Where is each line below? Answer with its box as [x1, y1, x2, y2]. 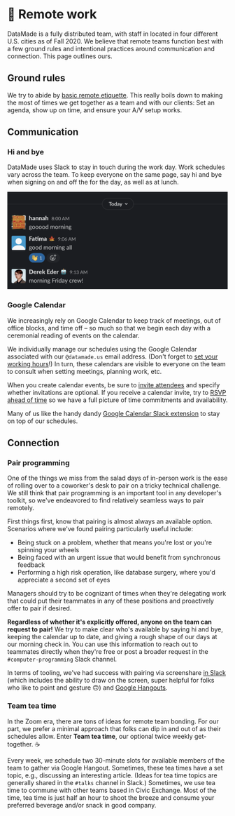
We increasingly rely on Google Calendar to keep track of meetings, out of [7, 316, 222, 325]
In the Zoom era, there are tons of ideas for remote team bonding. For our [7, 717, 219, 725]
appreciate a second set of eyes [17, 575, 111, 584]
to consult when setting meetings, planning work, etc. [7, 367, 162, 375]
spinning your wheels [17, 546, 80, 554]
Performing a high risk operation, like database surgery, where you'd [17, 568, 215, 577]
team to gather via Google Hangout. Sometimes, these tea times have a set [7, 763, 223, 772]
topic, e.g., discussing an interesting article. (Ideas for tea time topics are [7, 771, 218, 780]
